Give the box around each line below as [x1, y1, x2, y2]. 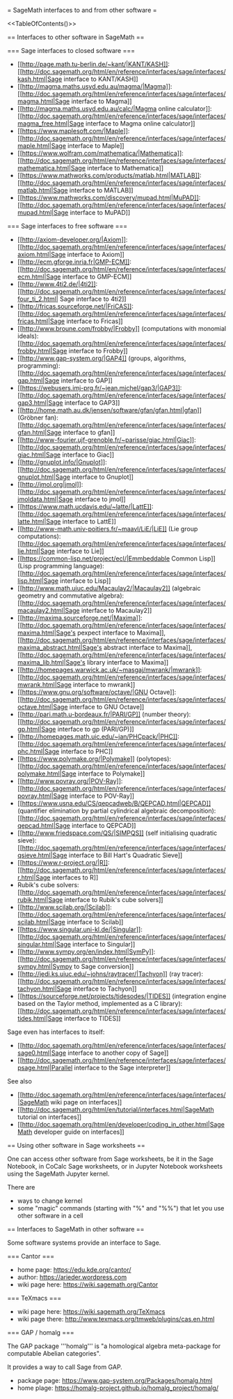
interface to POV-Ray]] [69, 792, 134, 800]
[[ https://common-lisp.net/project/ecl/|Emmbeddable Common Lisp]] [17, 554, 216, 563]
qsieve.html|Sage [17, 851, 67, 859]
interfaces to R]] [51, 873, 99, 882]
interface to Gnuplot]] [72, 473, 134, 481]
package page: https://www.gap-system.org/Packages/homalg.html [17, 1377, 213, 1384]
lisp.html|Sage [17, 577, 59, 585]
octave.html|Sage [17, 703, 68, 711]
